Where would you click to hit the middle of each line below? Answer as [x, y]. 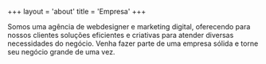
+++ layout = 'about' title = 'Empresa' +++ [77, 11]
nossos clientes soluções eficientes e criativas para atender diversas [121, 35]
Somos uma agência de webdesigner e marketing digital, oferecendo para [129, 26]
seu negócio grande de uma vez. [61, 52]
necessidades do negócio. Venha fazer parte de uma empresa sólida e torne [133, 43]
